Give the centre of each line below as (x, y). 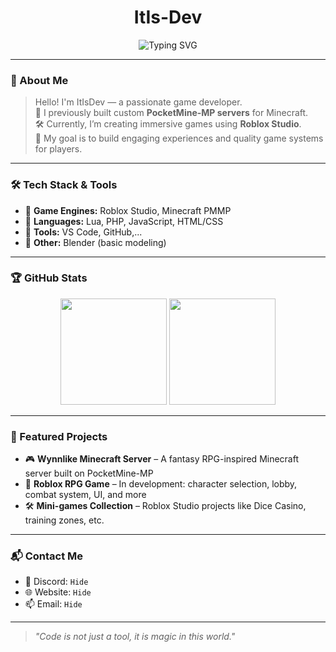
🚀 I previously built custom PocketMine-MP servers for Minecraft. (171, 113)
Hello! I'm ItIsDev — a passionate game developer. (138, 102)
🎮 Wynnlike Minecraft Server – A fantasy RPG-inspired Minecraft (162, 459)
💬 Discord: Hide (56, 582)
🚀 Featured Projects (59, 436)
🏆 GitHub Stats (49, 278)
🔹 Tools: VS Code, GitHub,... (83, 232)
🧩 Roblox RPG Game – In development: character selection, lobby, (161, 484)
